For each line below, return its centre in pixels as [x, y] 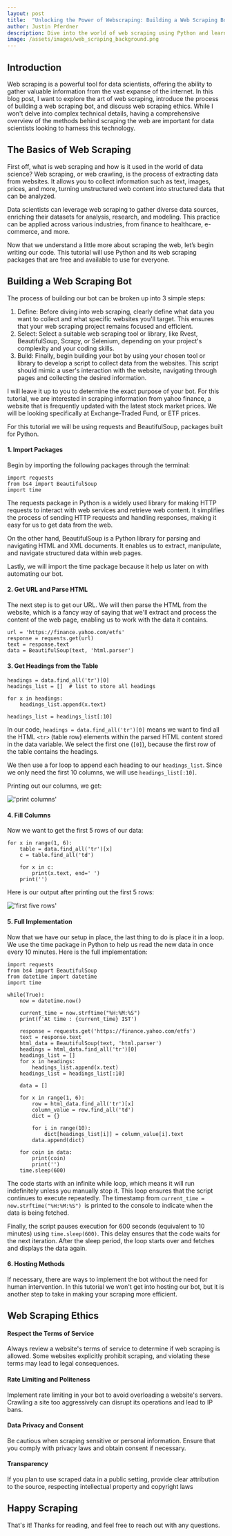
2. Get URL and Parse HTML [48, 590]
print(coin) [49, 1158]
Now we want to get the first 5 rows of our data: [75, 831]
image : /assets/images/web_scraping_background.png [83, 39]
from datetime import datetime [52, 977]
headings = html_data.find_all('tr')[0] [78, 1049]
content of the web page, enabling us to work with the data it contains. [108, 620]
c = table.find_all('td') [57, 856]
